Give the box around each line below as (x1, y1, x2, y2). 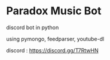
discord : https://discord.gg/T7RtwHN (6, 46, 99, 54)
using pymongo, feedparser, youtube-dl (6, 35, 105, 42)
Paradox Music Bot (6, 4, 102, 18)
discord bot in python (6, 24, 59, 31)
